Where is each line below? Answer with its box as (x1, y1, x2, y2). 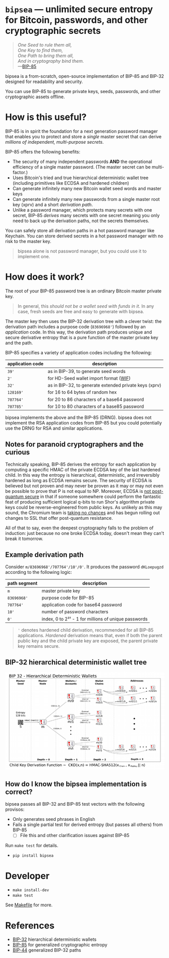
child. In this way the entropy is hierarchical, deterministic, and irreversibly (5, 472, 160, 478)
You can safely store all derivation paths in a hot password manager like (5, 227, 155, 233)
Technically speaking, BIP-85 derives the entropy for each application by (5, 462, 156, 468)
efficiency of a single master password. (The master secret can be (12, 163, 151, 170)
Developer (5, 870, 49, 882)
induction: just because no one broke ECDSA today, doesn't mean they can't (5, 530, 164, 536)
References (5, 920, 54, 931)
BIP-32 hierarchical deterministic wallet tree (5, 658, 147, 667)
